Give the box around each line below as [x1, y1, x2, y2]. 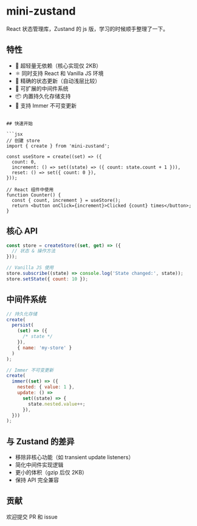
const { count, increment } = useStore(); [12, 197, 121, 203]
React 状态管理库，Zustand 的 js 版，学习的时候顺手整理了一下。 [6, 25, 168, 32]
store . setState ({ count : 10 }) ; [6, 275, 88, 282]
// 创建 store [6, 137, 41, 144]
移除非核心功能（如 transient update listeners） [15, 454, 134, 461]
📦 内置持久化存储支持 [15, 92, 71, 100]
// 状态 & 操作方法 [12, 248, 56, 254]
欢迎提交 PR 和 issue [6, 513, 58, 521]
